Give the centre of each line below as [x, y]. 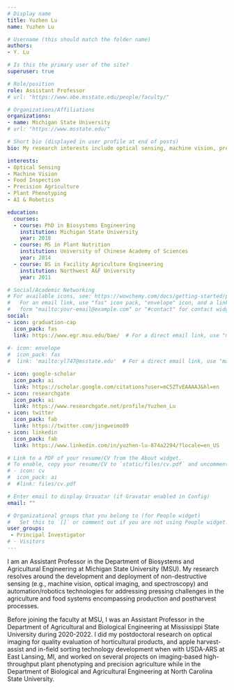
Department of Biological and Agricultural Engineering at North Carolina [110, 671]
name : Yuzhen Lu [31, 27]
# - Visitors [26, 542]
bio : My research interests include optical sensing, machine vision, [112, 148]
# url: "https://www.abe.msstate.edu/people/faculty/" [88, 97]
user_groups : [26, 529]
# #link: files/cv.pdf [42, 484]
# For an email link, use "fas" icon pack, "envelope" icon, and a [110, 303]
